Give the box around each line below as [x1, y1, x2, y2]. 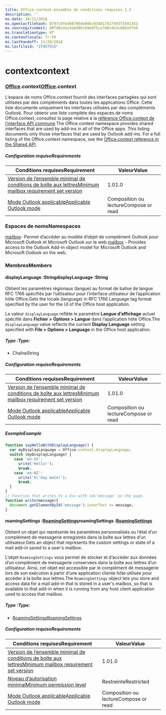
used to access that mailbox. [5, 591, 64, 597]
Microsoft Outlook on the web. [5, 250, 67, 256]
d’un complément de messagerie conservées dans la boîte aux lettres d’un [5, 559, 157, 565]
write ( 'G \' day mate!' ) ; [18, 475, 68, 480]
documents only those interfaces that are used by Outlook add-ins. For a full [5, 131, 161, 137]
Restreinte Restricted [102, 678, 150, 685]
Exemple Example [5, 431, 42, 437]
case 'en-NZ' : [14, 470, 43, 475]
